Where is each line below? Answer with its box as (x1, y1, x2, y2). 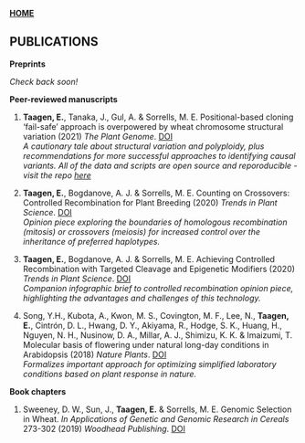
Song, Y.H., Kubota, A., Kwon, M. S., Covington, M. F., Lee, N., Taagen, (22, 310, 289, 321)
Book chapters (9, 385, 67, 396)
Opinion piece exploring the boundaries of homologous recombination (22, 216, 288, 227)
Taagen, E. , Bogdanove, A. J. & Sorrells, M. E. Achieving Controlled (22, 253, 276, 264)
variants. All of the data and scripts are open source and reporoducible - (22, 160, 298, 171)
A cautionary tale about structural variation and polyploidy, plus (22, 141, 265, 152)
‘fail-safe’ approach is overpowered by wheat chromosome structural (22, 121, 284, 132)
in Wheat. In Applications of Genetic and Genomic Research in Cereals (22, 413, 289, 424)
